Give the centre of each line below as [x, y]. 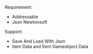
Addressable [25, 17]
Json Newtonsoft [29, 22]
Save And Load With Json [38, 41]
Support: [14, 31]
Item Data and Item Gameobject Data [50, 46]
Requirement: [18, 7]
